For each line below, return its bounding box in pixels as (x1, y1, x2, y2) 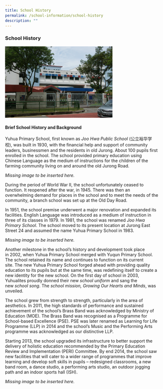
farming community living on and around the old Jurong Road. (5, 163, 130, 169)
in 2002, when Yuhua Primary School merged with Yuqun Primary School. (5, 252, 153, 258)
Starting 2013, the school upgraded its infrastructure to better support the (5, 338, 153, 344)
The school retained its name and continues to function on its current (5, 257, 144, 263)
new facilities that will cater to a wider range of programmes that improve (5, 354, 152, 360)
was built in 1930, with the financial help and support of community (13, 142, 148, 148)
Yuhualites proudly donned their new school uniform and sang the (5, 278, 138, 284)
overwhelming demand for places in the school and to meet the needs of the (5, 192, 159, 198)
